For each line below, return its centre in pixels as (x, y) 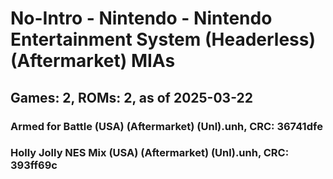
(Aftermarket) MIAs (93, 61)
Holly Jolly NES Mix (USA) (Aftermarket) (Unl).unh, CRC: (150, 153)
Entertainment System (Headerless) (163, 39)
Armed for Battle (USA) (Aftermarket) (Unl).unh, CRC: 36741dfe (166, 126)
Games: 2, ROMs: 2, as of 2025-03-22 (131, 97)
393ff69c (34, 165)
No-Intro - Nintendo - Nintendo (141, 18)
